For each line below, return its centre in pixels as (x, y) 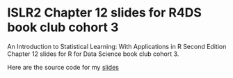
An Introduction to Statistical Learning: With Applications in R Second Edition (117, 46)
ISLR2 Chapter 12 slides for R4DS (104, 13)
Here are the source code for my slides (63, 67)
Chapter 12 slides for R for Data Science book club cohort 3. (93, 54)
